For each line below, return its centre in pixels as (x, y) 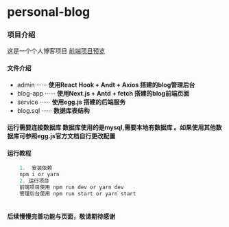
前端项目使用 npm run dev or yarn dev (72, 187)
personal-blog (49, 12)
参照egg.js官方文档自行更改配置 (70, 136)
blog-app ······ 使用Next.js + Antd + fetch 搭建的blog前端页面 (103, 93)
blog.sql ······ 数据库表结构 (53, 110)
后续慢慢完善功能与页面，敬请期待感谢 (61, 217)
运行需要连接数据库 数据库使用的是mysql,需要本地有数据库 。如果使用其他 (111, 127)
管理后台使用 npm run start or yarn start (78, 193)
